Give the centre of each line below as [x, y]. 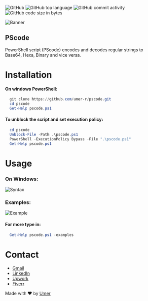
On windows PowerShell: [31, 89]
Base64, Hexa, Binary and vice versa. [43, 55]
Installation [29, 75]
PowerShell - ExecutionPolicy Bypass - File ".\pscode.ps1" [71, 139]
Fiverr [18, 284]
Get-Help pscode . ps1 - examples [42, 235]
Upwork [20, 279]
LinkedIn [21, 273]
